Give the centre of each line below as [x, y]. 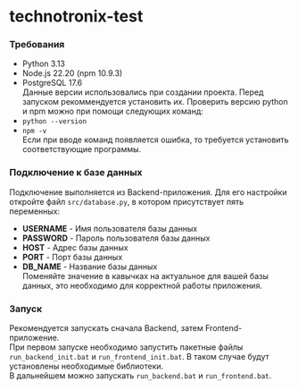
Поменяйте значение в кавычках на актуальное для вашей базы [145, 276]
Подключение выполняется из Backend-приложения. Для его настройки [148, 192]
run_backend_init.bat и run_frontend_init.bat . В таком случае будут [139, 357]
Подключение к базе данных [76, 173]
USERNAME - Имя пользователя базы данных [110, 228]
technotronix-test [76, 17]
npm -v [34, 131]
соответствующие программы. [82, 149]
